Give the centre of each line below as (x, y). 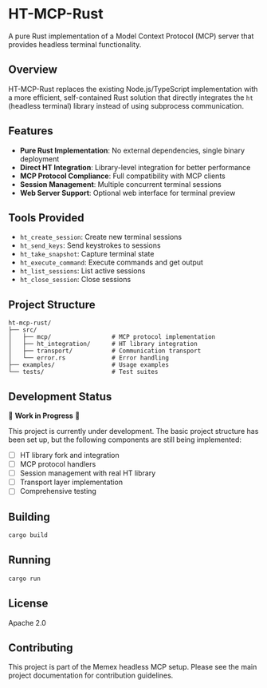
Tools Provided (46, 218)
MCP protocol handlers (58, 464)
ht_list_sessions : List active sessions (82, 271)
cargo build (28, 535)
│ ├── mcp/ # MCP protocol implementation (112, 337)
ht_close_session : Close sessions (75, 280)
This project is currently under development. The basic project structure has (133, 431)
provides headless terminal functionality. (75, 44)
